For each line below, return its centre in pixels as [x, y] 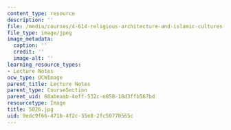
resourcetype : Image [37, 103]
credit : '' [29, 52]
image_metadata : [30, 39]
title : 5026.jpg [30, 109]
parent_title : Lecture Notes [49, 84]
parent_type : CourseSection [47, 90]
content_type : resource [41, 13]
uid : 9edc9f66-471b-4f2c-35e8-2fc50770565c [70, 116]
